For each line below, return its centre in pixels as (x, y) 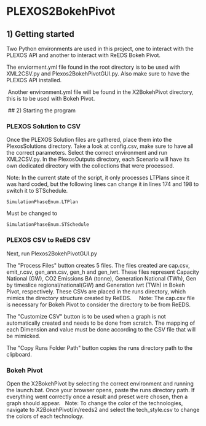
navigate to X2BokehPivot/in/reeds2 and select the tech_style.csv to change (103, 409)
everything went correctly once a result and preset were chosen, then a (97, 397)
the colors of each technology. (45, 416)
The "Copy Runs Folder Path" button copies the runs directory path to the (99, 347)
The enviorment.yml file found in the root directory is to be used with (93, 67)
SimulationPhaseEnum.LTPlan (42, 202)
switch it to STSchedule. (37, 191)
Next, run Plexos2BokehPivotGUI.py (52, 254)
